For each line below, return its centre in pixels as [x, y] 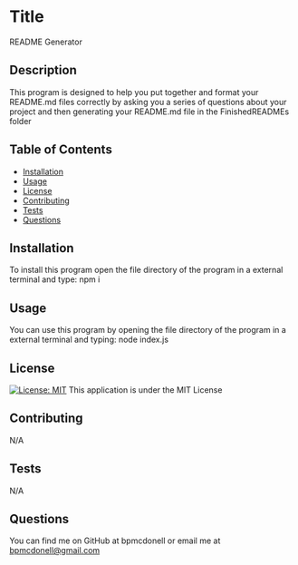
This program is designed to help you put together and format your [134, 92]
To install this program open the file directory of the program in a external [146, 270]
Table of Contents [61, 150]
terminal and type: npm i [55, 279]
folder [20, 121]
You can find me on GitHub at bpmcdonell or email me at [115, 541]
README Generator [46, 42]
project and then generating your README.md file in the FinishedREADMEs [149, 112]
